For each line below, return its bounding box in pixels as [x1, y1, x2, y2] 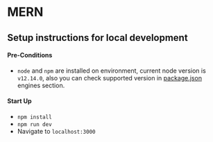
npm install [17, 114, 52, 121]
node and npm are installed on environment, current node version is [17, 66, 206, 75]
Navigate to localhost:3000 [17, 127, 96, 135]
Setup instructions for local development [7, 32, 189, 44]
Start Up [7, 97, 32, 105]
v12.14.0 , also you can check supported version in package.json [17, 73, 203, 82]
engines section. [17, 81, 65, 89]
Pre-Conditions [7, 51, 53, 60]
